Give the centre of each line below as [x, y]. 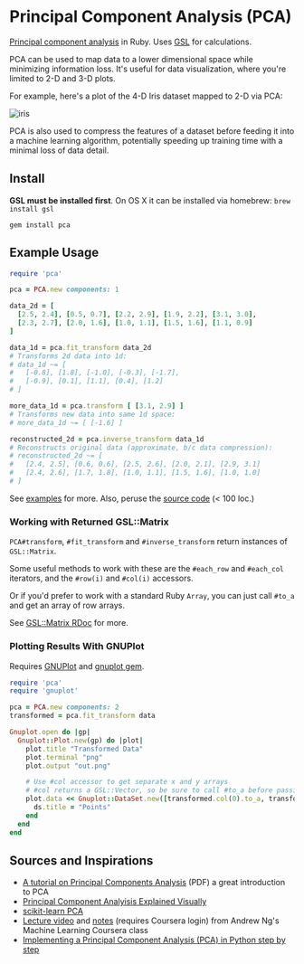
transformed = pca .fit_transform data [82, 716]
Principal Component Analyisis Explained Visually [114, 902]
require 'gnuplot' [44, 691]
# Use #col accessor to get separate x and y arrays [127, 782]
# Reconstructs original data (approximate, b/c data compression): [141, 448]
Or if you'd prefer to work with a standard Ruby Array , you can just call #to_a [152, 596]
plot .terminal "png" [64, 757]
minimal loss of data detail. [59, 150]
